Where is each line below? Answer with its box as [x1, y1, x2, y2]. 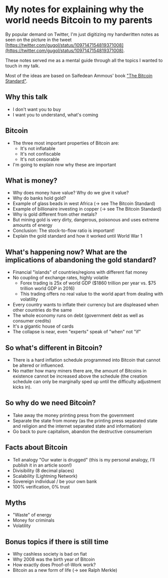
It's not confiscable [20, 151, 61, 157]
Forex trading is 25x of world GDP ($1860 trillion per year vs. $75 [20, 280, 156, 286]
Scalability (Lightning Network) [12, 473, 78, 479]
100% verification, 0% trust [12, 483, 70, 489]
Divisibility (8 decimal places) [12, 467, 75, 474]
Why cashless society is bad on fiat [12, 551, 87, 557]
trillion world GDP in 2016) [20, 285, 75, 292]
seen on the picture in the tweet [5, 37, 72, 43]
